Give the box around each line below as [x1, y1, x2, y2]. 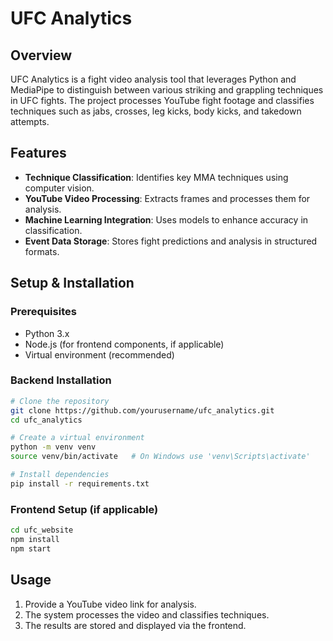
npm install [10, 534, 60, 544]
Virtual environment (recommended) [24, 348, 175, 361]
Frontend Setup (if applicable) [10, 502, 159, 516]
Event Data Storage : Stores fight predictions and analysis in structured [24, 235, 318, 247]
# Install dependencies [10, 470, 110, 480]
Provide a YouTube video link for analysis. [24, 598, 197, 610]
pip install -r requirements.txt [10, 478, 150, 489]
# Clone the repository [10, 396, 110, 406]
